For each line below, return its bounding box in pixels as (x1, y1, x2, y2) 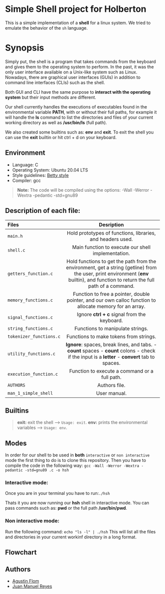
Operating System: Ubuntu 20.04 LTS (12, 167, 88, 173)
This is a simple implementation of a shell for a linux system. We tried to (5, 20, 151, 26)
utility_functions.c (7, 351, 55, 356)
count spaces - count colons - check (67, 347, 156, 354)
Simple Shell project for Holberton (5, 3, 146, 15)
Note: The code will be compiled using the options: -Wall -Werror (17, 187, 149, 193)
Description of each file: (5, 207, 81, 215)
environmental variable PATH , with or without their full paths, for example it (5, 109, 157, 115)
